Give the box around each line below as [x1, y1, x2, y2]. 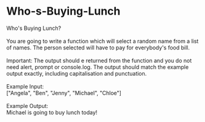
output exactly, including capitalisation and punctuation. [6, 70, 147, 77]
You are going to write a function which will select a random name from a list [6, 37, 199, 45]
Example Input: [6, 82, 44, 90]
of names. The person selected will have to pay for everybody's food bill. [6, 44, 190, 51]
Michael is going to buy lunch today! [6, 109, 98, 116]
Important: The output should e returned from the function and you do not [6, 57, 192, 64]
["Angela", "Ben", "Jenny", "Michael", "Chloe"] [6, 89, 122, 96]
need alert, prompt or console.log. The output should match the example [6, 63, 189, 71]
